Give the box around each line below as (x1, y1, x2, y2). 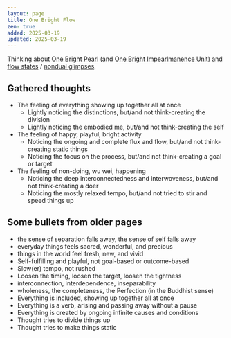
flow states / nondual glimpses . (7, 62, 97, 71)
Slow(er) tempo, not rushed (17, 264, 96, 272)
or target (27, 159, 53, 168)
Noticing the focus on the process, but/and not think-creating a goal (27, 152, 222, 160)
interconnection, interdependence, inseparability (17, 278, 156, 287)
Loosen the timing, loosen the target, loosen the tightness (17, 272, 182, 280)
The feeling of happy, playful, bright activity (17, 130, 142, 139)
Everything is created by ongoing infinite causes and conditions (17, 308, 199, 317)
